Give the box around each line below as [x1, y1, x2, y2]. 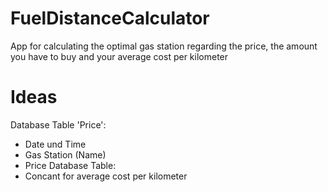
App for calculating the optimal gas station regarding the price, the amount [10, 40, 318, 52]
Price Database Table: [24, 159, 117, 171]
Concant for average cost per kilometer [24, 170, 188, 182]
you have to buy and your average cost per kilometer [10, 50, 229, 62]
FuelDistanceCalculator [10, 7, 210, 30]
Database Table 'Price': [10, 118, 107, 131]
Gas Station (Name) [24, 148, 107, 161]
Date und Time [24, 138, 87, 150]
